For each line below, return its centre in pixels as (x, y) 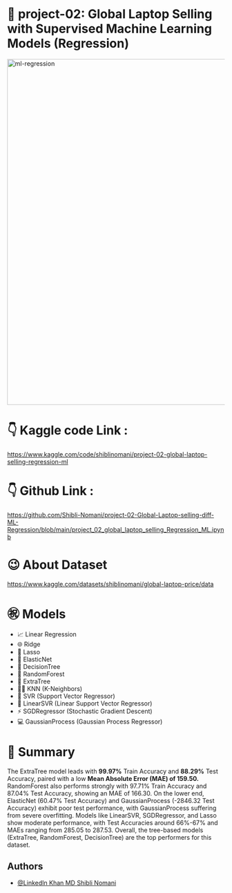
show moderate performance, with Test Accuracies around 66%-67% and (113, 822)
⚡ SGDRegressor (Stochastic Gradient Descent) (85, 711)
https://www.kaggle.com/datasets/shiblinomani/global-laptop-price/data (110, 584)
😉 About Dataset (57, 565)
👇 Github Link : (51, 491)
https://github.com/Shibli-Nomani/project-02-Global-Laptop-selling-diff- (110, 515)
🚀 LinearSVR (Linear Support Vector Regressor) (85, 703)
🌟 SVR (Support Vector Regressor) (66, 696)
